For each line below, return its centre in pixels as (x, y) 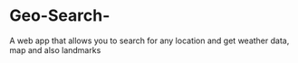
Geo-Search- (60, 16)
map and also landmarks (55, 49)
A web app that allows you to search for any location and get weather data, (149, 40)
